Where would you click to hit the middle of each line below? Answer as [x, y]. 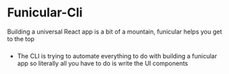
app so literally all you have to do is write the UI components [102, 63]
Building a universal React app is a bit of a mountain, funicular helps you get [115, 32]
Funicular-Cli [45, 13]
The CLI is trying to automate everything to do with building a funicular [117, 56]
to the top [21, 38]
